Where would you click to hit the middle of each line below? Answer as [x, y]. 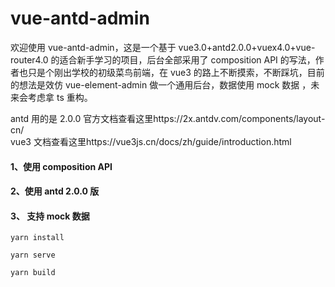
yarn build [33, 273]
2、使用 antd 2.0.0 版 [55, 191]
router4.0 [29, 59]
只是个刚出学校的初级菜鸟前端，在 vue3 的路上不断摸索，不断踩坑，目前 [176, 72]
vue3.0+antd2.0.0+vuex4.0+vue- [247, 47]
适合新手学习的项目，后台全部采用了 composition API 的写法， [187, 59]
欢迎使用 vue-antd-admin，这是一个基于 [93, 47]
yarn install [37, 238]
